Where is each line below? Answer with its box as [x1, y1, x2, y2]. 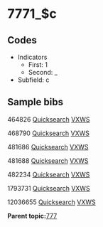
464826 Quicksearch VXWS [7, 115, 90, 123]
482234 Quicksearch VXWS [7, 170, 90, 179]
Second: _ [28, 68, 58, 76]
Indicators [17, 53, 48, 61]
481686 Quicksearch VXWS [7, 142, 89, 151]
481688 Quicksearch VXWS [7, 156, 89, 165]
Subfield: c [17, 75, 50, 84]
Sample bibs [7, 96, 64, 108]
